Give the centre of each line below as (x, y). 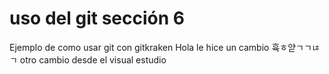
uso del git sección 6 (97, 18)
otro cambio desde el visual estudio (93, 59)
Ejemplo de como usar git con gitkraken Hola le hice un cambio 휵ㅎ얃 (153, 47)
